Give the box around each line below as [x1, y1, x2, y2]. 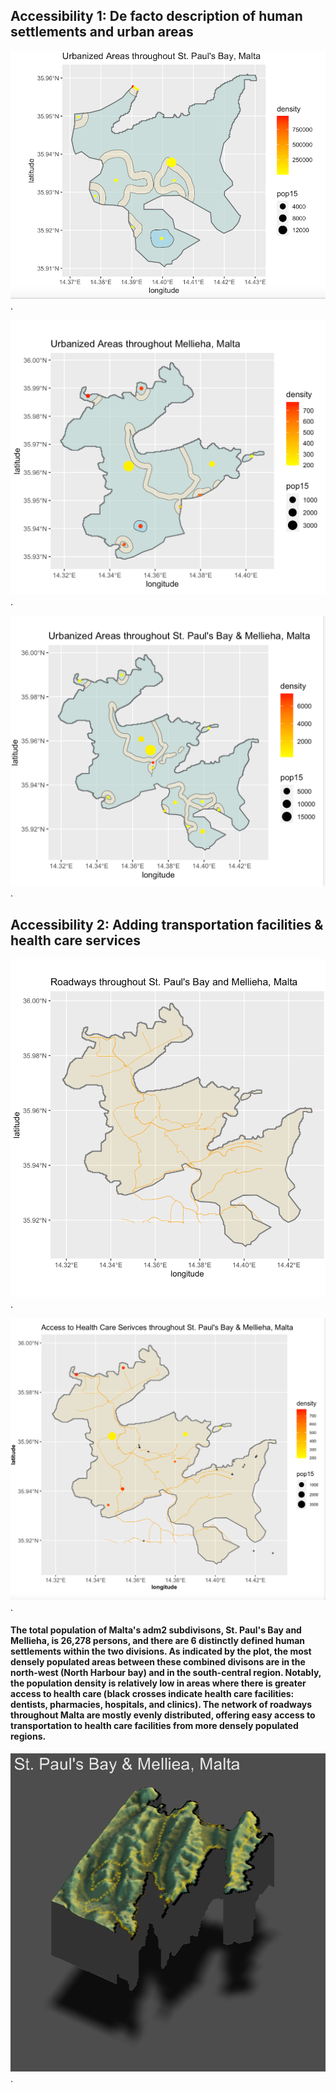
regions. [10, 1730, 47, 1743]
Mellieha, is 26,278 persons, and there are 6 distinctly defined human [10, 1635, 306, 1647]
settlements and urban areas [10, 24, 194, 41]
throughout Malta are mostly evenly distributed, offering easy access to [10, 1709, 316, 1721]
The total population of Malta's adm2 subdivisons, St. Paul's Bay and [10, 1624, 302, 1636]
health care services [10, 932, 142, 949]
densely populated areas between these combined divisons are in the [10, 1656, 306, 1668]
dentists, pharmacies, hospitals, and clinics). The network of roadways [10, 1699, 313, 1711]
